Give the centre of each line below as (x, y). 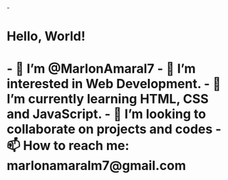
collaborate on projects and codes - (114, 129)
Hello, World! (46, 37)
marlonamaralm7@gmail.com (97, 166)
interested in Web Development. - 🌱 (114, 84)
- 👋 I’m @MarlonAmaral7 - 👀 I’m (102, 69)
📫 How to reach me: (68, 146)
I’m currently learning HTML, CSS (108, 99)
